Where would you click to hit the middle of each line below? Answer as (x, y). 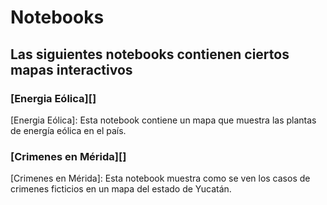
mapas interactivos (71, 69)
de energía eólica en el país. (68, 130)
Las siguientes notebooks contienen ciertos (150, 54)
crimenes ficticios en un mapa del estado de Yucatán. (121, 189)
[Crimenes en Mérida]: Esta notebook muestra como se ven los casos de (160, 178)
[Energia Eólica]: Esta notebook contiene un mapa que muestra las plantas (163, 120)
